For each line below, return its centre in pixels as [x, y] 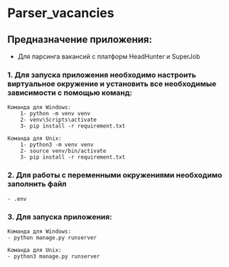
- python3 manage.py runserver [54, 256]
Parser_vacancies [61, 13]
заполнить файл [37, 184]
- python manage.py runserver [52, 237]
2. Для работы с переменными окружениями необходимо [115, 175]
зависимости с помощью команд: [70, 93]
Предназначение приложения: [80, 40]
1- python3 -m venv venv [57, 145]
